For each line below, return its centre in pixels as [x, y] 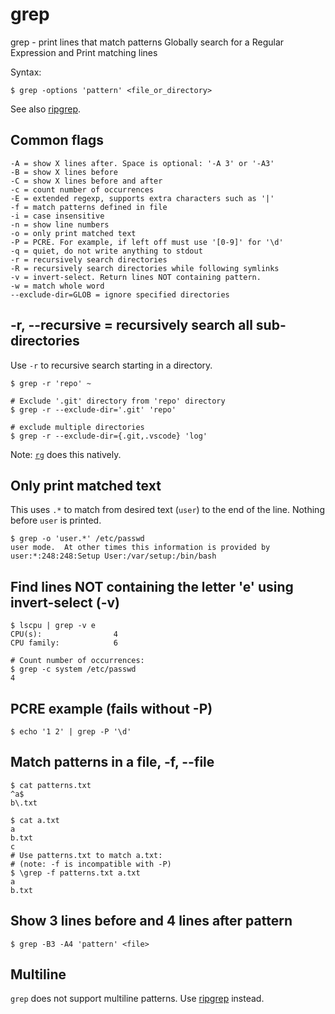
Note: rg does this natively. [66, 454]
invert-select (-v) [65, 602]
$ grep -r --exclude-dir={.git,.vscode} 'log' [109, 436]
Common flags [57, 140]
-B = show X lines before [64, 172]
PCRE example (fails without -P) [111, 708]
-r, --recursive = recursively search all [131, 325]
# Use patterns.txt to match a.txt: [86, 855]
